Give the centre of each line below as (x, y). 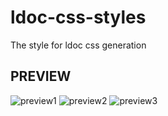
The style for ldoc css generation (78, 45)
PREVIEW (41, 76)
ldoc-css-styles (78, 17)
